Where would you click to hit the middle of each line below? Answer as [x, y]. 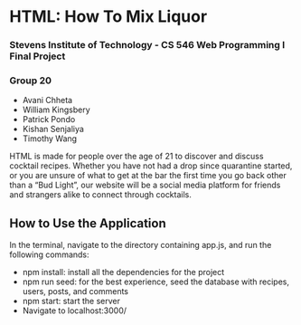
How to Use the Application [88, 223]
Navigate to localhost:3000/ [75, 311]
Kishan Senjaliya [53, 129]
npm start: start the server [71, 301]
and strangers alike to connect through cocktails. [101, 195]
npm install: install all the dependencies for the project [123, 272]
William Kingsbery [56, 110]
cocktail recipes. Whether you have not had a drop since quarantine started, [151, 166]
